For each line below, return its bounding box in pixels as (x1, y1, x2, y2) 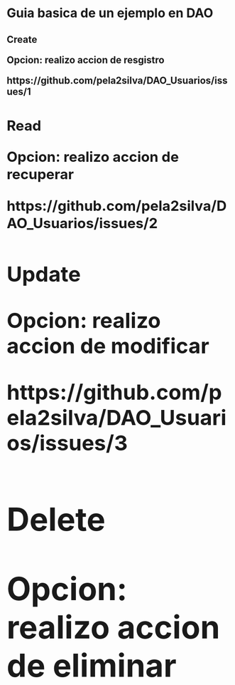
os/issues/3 (6, 430, 129, 456)
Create (6, 34, 38, 46)
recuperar (6, 165, 75, 183)
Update (6, 260, 81, 287)
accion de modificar (6, 333, 210, 359)
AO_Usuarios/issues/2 (6, 214, 158, 232)
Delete (6, 499, 106, 539)
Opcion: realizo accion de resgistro (6, 53, 165, 66)
